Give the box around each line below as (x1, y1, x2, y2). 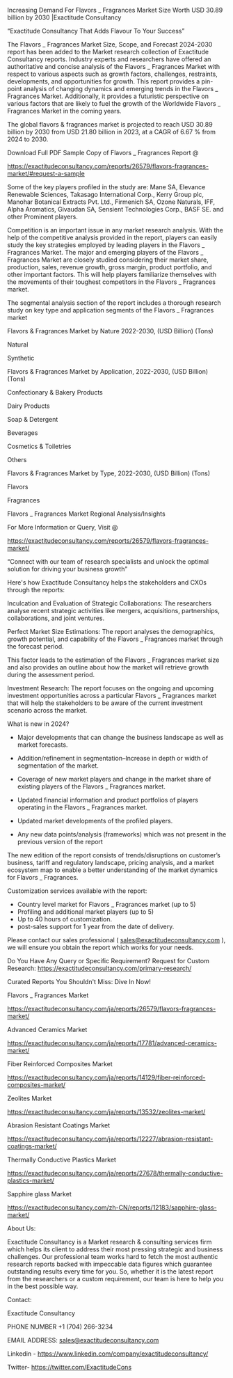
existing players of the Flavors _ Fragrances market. (17, 782, 166, 791)
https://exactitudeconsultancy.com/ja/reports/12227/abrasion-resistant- (7, 1134, 214, 1143)
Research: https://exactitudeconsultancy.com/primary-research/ (7, 964, 192, 972)
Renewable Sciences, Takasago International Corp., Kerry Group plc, (7, 191, 204, 198)
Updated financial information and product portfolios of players (17, 796, 198, 804)
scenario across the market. (7, 706, 88, 714)
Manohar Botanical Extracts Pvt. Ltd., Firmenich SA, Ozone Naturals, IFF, (7, 198, 216, 206)
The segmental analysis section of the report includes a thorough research (7, 299, 221, 307)
